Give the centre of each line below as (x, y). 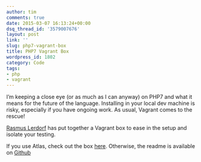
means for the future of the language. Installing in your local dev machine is (101, 103)
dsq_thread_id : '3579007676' (43, 29)
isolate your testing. (31, 135)
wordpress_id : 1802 (31, 57)
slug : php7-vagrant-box (36, 46)
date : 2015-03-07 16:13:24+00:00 (49, 23)
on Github (19, 153)
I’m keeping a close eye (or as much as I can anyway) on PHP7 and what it (99, 97)
